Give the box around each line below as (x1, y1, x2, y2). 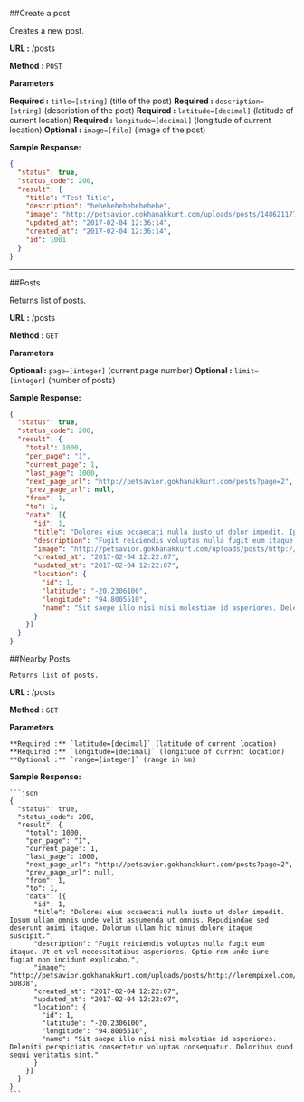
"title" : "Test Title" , (25, 193, 116, 202)
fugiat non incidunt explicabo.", (9, 955, 140, 964)
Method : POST (9, 61, 63, 71)
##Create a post (9, 8, 71, 18)
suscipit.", (9, 932, 54, 941)
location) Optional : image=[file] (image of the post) (9, 124, 206, 135)
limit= (233, 366, 260, 375)
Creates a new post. (9, 25, 84, 35)
